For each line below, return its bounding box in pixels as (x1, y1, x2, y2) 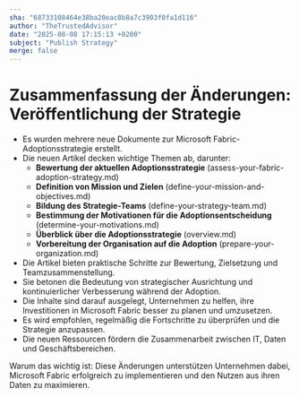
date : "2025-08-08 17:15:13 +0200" (9, 30, 142, 39)
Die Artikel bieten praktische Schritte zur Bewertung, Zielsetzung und (21, 257, 278, 269)
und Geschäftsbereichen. (21, 343, 116, 354)
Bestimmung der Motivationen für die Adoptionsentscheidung (35, 210, 272, 220)
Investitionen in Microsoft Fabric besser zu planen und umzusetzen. (21, 306, 273, 316)
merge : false (9, 47, 58, 56)
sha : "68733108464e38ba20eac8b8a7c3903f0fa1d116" (9, 13, 199, 22)
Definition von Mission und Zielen (35, 181, 164, 193)
